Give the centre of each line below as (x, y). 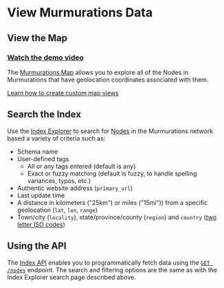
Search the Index (44, 115)
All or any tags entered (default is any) (81, 166)
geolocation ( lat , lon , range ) (57, 210)
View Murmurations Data (80, 13)
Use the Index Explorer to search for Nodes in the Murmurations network (110, 131)
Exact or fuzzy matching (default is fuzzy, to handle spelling (112, 173)
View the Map (37, 38)
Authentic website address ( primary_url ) (75, 188)
